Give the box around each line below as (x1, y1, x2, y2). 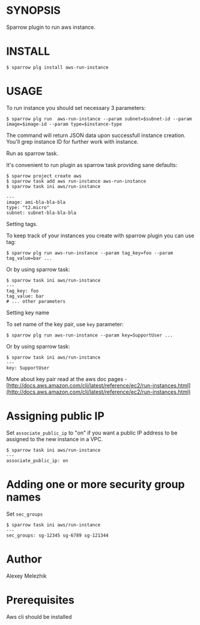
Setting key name (6, 309, 50, 316)
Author (6, 552, 42, 566)
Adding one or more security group (6, 477, 185, 491)
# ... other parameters (6, 298, 66, 304)
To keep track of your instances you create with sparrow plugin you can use (6, 232, 195, 239)
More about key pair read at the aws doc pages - (6, 375, 127, 382)
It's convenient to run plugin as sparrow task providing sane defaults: (6, 161, 178, 168)
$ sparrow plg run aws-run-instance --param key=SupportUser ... (6, 332, 173, 338)
